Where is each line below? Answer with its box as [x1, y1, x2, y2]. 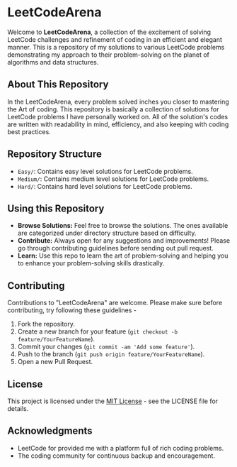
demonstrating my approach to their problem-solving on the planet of [7, 50, 210, 59]
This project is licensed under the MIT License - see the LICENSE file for [7, 397, 218, 405]
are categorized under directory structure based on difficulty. [17, 229, 197, 238]
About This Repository [7, 79, 109, 91]
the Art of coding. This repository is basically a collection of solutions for [7, 104, 219, 114]
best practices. [7, 127, 51, 136]
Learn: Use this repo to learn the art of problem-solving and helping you [17, 251, 229, 260]
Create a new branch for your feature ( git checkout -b [17, 327, 178, 336]
